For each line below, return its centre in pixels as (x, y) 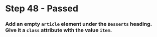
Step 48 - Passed (42, 9)
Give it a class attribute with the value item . (59, 30)
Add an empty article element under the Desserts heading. (78, 24)
